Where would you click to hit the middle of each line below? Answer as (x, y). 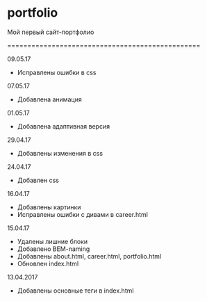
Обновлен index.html (48, 263)
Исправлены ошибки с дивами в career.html (82, 214)
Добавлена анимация (49, 99)
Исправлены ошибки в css (57, 72)
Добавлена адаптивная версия (63, 126)
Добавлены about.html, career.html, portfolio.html (89, 256)
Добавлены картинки (49, 207)
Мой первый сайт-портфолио (51, 32)
